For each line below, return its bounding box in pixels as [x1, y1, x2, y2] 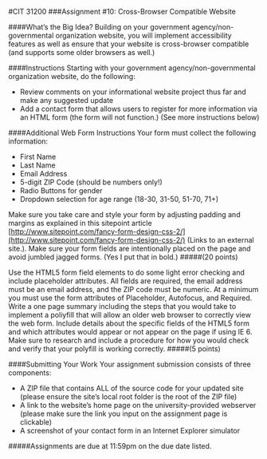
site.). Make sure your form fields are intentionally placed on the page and [8, 243, 251, 253]
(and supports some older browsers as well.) [8, 48, 155, 57]
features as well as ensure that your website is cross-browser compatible [8, 39, 249, 49]
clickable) [19, 417, 53, 426]
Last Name [19, 160, 56, 170]
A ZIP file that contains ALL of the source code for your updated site [19, 383, 245, 393]
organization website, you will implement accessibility [55, 31, 233, 40]
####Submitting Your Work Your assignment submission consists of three [8, 359, 251, 369]
